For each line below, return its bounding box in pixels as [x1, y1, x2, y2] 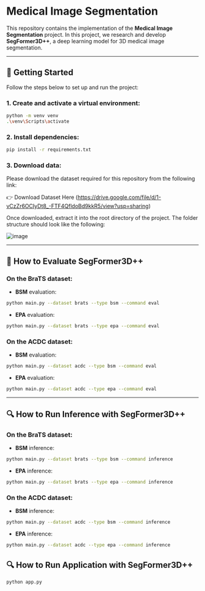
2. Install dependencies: [6, 132, 79, 141]
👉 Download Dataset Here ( [6, 194, 78, 201]
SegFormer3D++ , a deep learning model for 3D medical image [6, 37, 165, 45]
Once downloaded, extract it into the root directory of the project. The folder [6, 214, 198, 222]
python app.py [6, 579, 43, 586]
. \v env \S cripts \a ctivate [6, 118, 70, 125]
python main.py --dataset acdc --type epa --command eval [6, 386, 157, 392]
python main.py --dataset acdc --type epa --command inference [6, 542, 171, 548]
